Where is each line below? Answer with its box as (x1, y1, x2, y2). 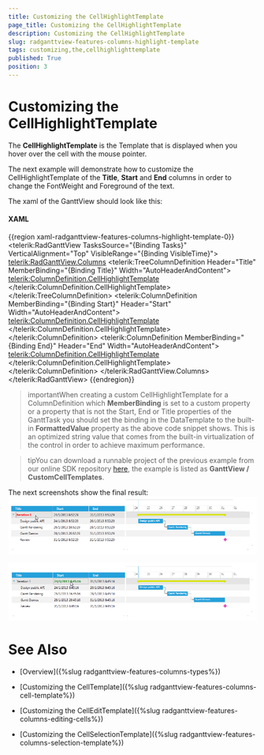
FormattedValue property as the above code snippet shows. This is (35, 423, 255, 434)
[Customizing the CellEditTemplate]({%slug (19, 706, 161, 716)
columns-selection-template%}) (19, 738, 125, 748)
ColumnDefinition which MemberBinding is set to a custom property (27, 399, 251, 408)
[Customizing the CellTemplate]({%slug (19, 682, 148, 692)
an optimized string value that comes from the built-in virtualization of (27, 432, 255, 441)
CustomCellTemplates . (27, 472, 105, 482)
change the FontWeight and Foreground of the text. (8, 181, 175, 190)
